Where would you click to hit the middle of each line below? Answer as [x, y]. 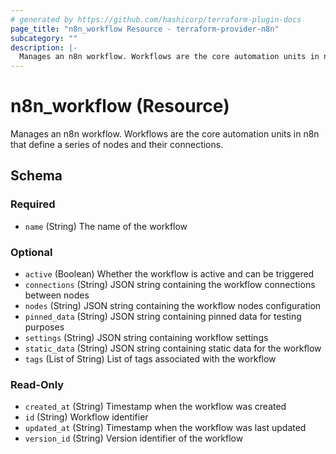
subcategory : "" [44, 38]
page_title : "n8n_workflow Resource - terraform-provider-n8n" [145, 29]
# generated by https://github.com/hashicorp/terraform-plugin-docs [156, 19]
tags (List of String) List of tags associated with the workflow [150, 359]
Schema [36, 176]
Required [33, 204]
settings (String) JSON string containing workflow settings [146, 338]
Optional [31, 252]
